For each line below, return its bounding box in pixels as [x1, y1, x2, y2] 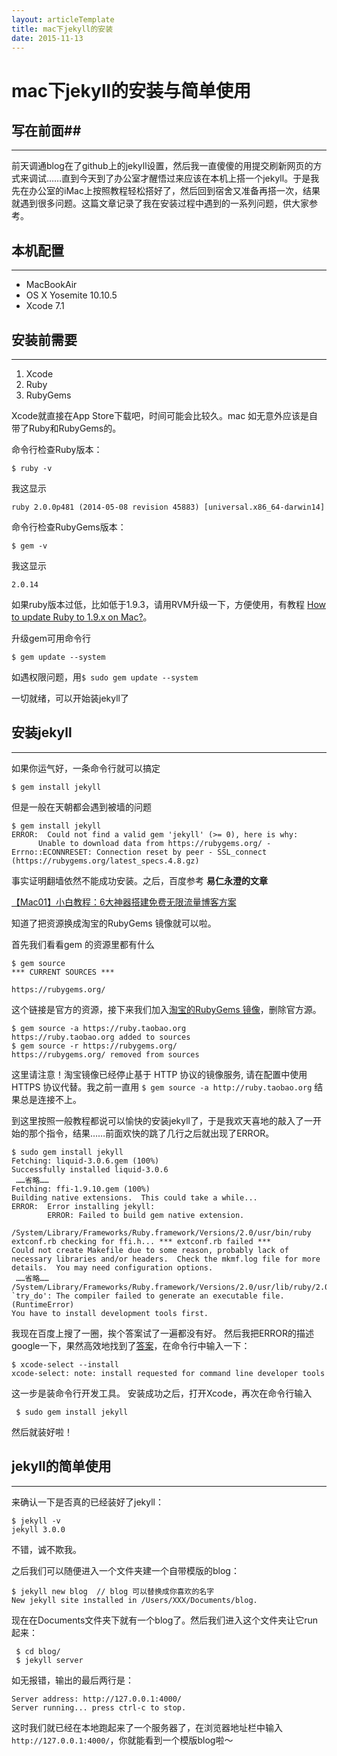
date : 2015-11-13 [11, 33, 84, 43]
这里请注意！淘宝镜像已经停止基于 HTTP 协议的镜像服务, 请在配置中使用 [11, 1068, 308, 1080]
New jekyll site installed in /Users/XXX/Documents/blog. [11, 1595, 258, 1605]
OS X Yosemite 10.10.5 [25, 289, 118, 301]
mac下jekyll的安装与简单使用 [11, 79, 252, 102]
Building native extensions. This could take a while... [11, 1192, 258, 1203]
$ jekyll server [15, 1655, 84, 1665]
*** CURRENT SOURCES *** [11, 967, 115, 977]
